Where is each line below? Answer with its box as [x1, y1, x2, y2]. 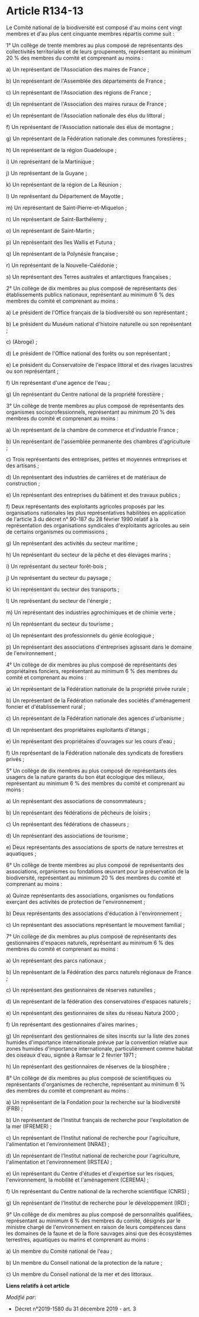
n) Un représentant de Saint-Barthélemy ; [6, 215, 107, 222]
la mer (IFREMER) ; [6, 1123, 52, 1130]
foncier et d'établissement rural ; [6, 703, 86, 710]
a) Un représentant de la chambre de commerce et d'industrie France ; [6, 426, 179, 433]
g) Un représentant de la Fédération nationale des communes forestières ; [6, 135, 187, 142]
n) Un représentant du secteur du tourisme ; [6, 620, 114, 627]
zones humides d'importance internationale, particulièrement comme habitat [6, 1045, 193, 1052]
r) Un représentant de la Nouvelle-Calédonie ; [6, 262, 117, 269]
